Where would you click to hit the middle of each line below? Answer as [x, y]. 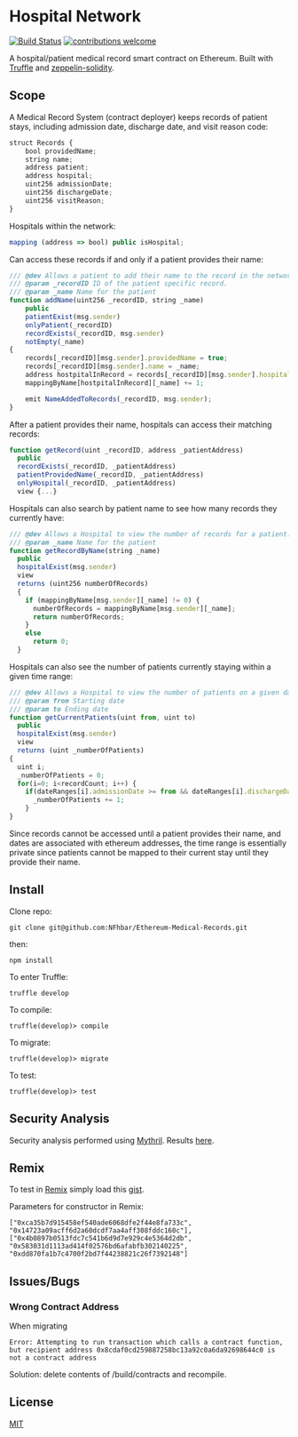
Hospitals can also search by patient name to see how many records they [143, 508]
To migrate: [30, 1042]
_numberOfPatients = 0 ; [61, 775]
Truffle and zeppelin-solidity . [62, 68]
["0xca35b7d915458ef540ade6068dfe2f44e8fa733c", [101, 1223]
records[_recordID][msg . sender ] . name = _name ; [113, 366]
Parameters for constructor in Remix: [77, 1207]
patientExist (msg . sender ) [73, 317]
